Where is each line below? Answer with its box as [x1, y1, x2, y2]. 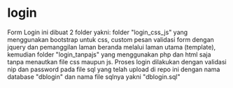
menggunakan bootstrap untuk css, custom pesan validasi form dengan [7, 35, 215, 43]
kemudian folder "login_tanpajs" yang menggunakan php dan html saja [7, 50, 211, 59]
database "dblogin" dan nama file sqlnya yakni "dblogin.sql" [7, 72, 181, 81]
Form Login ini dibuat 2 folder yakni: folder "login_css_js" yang [7, 28, 188, 36]
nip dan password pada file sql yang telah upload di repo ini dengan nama [7, 65, 220, 73]
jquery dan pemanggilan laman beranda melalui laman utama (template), [7, 43, 216, 51]
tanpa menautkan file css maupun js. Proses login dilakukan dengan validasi [7, 57, 227, 66]
